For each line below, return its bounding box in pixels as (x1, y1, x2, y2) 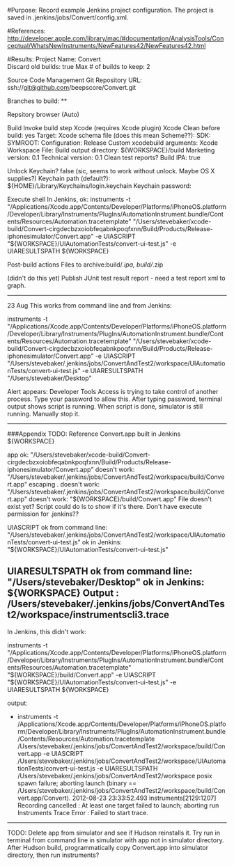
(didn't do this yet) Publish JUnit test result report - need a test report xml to (7, 274, 226, 282)
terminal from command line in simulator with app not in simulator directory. (7, 835, 224, 844)
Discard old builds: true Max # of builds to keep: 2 (7, 63, 151, 70)
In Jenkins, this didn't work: (7, 627, 87, 636)
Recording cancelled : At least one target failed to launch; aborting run (17, 801, 219, 810)
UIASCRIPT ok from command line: (7, 523, 108, 531)
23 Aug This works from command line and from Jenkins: (7, 301, 172, 309)
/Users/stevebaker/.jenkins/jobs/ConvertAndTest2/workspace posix (17, 771, 212, 780)
